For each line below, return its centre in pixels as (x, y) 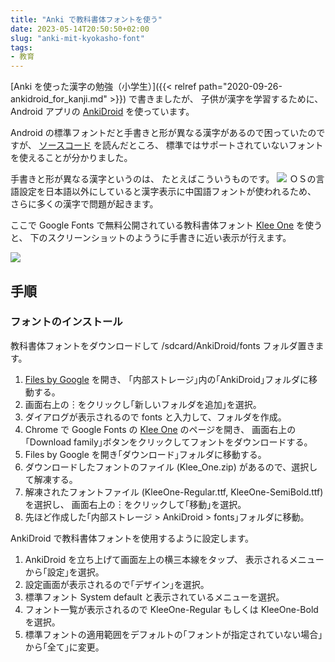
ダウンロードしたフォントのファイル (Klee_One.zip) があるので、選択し (171, 467)
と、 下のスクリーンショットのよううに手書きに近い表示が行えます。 (151, 238)
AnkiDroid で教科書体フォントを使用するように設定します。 (132, 538)
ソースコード (65, 145)
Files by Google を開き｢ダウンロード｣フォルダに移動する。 (145, 454)
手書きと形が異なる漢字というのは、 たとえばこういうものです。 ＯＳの (163, 179)
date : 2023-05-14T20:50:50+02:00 (80, 29)
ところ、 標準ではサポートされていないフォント (226, 145)
